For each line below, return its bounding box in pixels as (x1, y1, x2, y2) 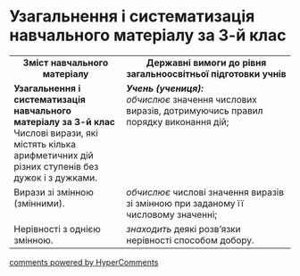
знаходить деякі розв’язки (126, 222, 241, 235)
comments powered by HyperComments (9, 256, 159, 267)
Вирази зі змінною (13, 186, 94, 198)
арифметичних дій (13, 149, 94, 162)
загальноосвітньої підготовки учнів (126, 67, 287, 79)
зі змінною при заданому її (126, 197, 244, 209)
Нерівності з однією (13, 222, 101, 235)
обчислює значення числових (126, 93, 257, 105)
